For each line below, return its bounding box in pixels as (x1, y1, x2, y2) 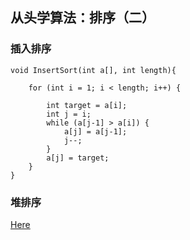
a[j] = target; (46, 153, 110, 163)
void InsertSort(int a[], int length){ (10, 65, 177, 75)
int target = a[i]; (46, 100, 128, 110)
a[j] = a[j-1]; (63, 126, 128, 137)
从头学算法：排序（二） (10, 9, 155, 27)
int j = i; (46, 109, 92, 119)
